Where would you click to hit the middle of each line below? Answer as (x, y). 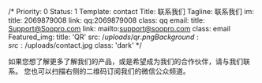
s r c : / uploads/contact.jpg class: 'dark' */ (75, 45)
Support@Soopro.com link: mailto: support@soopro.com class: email (120, 29)
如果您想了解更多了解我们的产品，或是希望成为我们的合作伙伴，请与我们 (125, 61)
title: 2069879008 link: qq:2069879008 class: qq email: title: (107, 20)
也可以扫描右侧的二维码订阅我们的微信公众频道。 (110, 71)
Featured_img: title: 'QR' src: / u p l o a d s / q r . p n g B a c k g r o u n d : (103, 37)
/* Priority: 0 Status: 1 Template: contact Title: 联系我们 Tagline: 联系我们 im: (131, 11)
